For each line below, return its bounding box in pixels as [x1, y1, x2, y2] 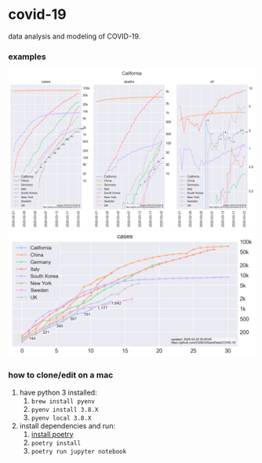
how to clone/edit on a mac [8, 369, 114, 380]
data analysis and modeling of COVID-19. [8, 31, 141, 41]
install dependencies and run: [19, 421, 116, 430]
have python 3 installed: [19, 388, 97, 397]
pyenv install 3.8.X [31, 406, 99, 413]
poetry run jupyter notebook [31, 447, 127, 455]
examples [8, 51, 46, 62]
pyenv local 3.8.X [31, 414, 92, 422]
